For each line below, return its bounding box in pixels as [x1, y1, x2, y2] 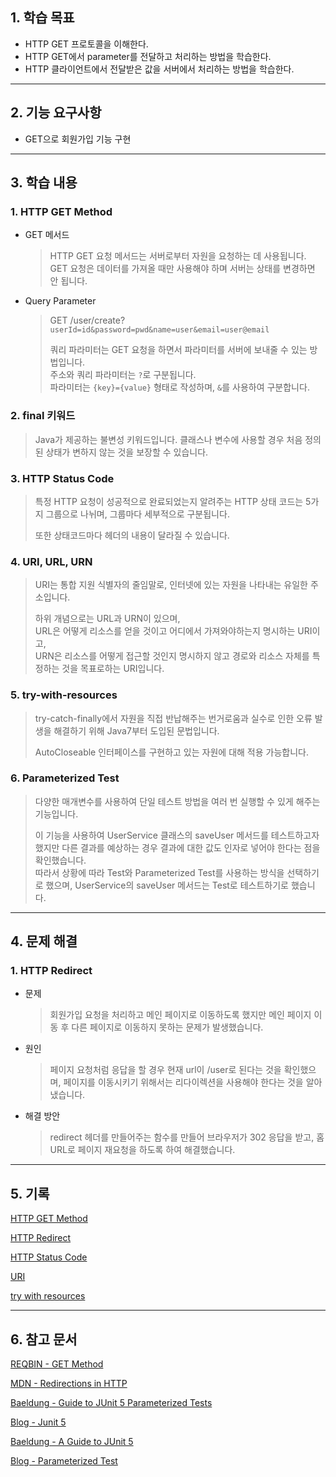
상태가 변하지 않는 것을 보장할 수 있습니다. [45, 446, 209, 458]
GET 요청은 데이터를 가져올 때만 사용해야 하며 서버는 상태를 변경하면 [49, 263, 316, 275]
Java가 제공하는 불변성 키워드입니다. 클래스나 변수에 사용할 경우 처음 [34, 433, 303, 445]
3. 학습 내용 [10, 174, 78, 192]
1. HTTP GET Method [10, 204, 113, 218]
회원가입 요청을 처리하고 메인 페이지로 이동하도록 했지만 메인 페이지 [49, 1009, 312, 1021]
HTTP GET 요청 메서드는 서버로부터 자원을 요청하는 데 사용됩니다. [49, 250, 307, 262]
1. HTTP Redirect [10, 964, 93, 978]
